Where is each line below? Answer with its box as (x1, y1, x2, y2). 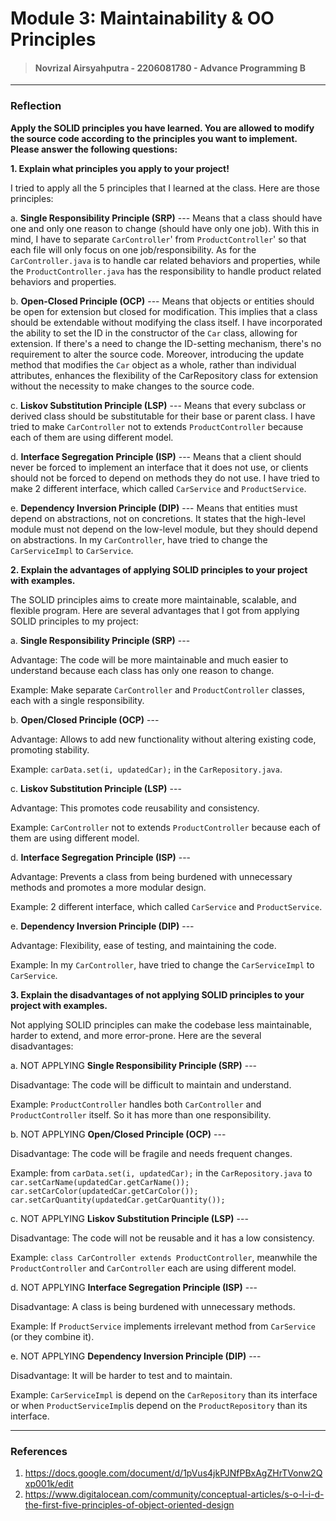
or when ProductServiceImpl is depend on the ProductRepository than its (10, 1399, 308, 1411)
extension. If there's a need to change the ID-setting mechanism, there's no (10, 337, 322, 349)
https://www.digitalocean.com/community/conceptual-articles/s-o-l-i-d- (24, 1488, 325, 1500)
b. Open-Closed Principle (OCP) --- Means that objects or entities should (10, 295, 315, 307)
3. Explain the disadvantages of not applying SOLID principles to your (10, 988, 305, 1001)
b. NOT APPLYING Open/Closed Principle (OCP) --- (10, 1128, 227, 1140)
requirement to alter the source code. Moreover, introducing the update (10, 348, 305, 360)
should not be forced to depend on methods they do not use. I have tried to (10, 472, 320, 484)
